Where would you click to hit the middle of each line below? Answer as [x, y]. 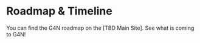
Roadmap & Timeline [59, 11]
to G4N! [16, 34]
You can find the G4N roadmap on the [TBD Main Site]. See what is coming [100, 28]
